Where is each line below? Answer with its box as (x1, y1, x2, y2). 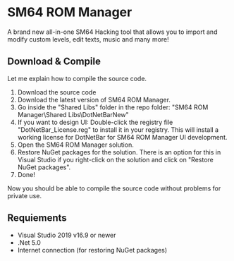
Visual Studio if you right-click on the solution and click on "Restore (17, 155, 214, 164)
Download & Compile (7, 56, 101, 68)
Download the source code (17, 87, 97, 96)
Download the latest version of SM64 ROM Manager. (17, 95, 171, 104)
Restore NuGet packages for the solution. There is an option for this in (17, 147, 221, 156)
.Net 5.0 (17, 238, 41, 247)
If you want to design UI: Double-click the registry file (17, 118, 173, 126)
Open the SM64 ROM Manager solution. (17, 140, 134, 149)
